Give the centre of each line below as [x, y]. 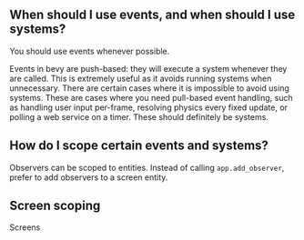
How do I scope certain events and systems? [139, 146]
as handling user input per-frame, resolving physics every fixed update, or [149, 107]
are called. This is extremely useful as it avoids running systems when [141, 78]
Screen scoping [55, 206]
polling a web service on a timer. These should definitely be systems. [139, 116]
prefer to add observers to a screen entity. [89, 177]
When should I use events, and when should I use [152, 15]
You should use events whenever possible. [90, 51]
